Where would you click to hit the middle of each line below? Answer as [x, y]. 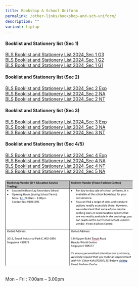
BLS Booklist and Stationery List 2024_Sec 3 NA [55, 127]
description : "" [22, 21]
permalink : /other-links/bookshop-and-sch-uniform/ [61, 16]
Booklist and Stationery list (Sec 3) [42, 111]
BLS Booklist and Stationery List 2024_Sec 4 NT [55, 166]
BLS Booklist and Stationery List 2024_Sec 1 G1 [54, 65]
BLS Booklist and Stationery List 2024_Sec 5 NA [55, 171]
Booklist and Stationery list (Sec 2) [42, 77]
